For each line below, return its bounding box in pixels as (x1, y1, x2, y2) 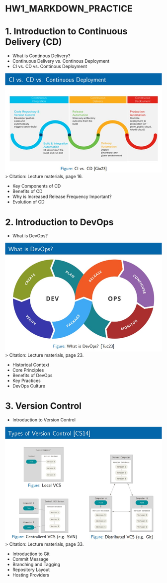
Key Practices (12, 378, 41, 384)
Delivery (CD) (5, 36, 62, 48)
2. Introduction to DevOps (5, 216, 114, 228)
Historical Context (12, 362, 50, 368)
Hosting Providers (12, 572, 50, 578)
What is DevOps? (12, 233, 48, 239)
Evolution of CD (12, 199, 45, 205)
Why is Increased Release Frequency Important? (12, 194, 112, 199)
